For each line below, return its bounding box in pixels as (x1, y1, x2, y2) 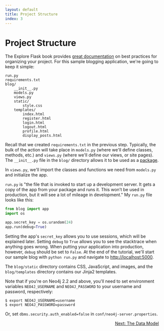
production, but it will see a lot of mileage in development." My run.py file (5, 192, 152, 198)
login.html (22, 120, 45, 125)
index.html (22, 112, 45, 117)
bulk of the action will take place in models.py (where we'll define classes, (5, 147, 153, 153)
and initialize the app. (5, 172, 48, 178)
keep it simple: (5, 64, 35, 70)
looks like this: (5, 197, 34, 203)
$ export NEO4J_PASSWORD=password (5, 302, 76, 307)
